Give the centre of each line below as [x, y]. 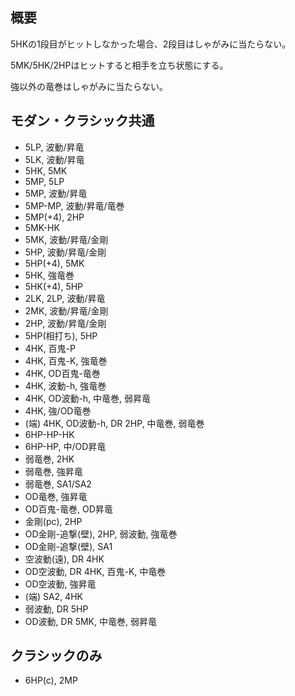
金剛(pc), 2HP [53, 521]
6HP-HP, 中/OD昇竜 [65, 446]
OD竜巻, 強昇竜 [56, 496]
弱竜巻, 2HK [49, 459]
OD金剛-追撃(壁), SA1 [68, 546]
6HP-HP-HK [49, 434]
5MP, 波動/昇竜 [56, 193]
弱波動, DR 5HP [56, 609]
